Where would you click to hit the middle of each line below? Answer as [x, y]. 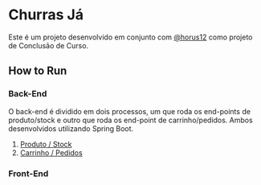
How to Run [38, 71]
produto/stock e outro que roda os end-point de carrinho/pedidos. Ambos [130, 120]
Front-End [29, 173]
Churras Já [46, 15]
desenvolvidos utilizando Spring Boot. [71, 128]
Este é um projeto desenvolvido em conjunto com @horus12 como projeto [130, 37]
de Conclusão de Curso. [49, 45]
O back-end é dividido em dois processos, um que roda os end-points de [130, 111]
